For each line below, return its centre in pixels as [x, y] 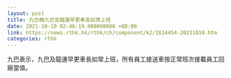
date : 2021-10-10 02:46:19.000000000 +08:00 [72, 26]
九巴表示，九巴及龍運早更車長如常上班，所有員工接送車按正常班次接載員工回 [116, 60]
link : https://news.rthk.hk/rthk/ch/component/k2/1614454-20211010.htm [112, 32]
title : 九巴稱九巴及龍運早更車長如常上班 [59, 20]
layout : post [26, 13]
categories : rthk [32, 39]
